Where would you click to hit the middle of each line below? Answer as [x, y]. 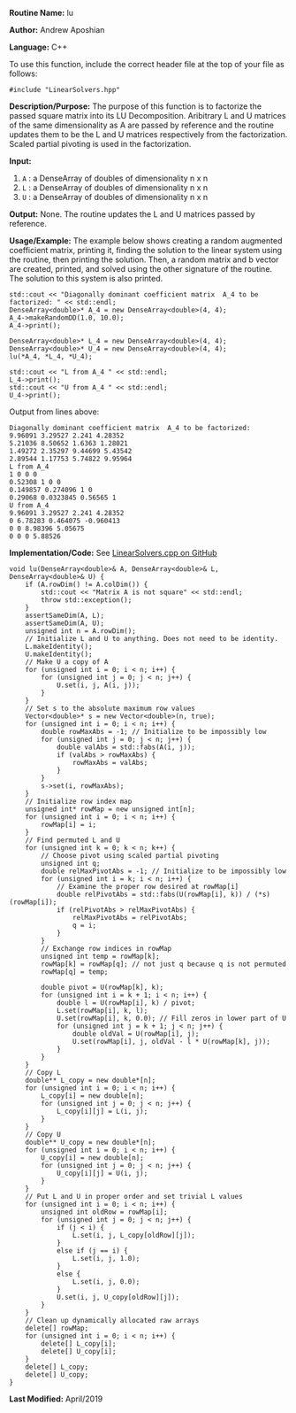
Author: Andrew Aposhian [57, 30]
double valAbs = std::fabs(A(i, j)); [126, 747]
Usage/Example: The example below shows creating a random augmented [146, 241]
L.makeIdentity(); [59, 646]
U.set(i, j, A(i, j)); [98, 685]
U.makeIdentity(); [59, 654]
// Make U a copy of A [67, 662]
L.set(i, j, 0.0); [106, 1282]
